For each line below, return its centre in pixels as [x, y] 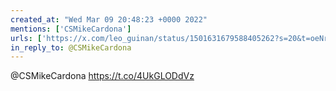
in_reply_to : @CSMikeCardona [71, 47]
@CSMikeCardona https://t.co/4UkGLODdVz [102, 76]
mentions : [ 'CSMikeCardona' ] [71, 29]
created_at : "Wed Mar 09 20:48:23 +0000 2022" [109, 19]
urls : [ [26, 38]
